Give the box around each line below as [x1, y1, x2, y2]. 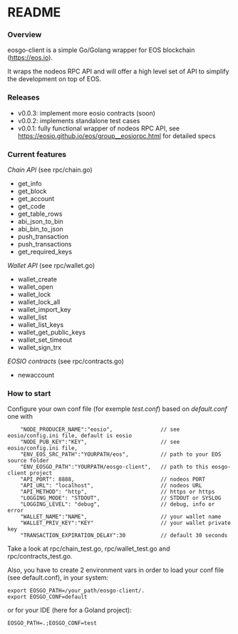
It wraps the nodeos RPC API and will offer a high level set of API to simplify [7, 67, 229, 76]
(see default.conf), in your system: [7, 573, 109, 582]
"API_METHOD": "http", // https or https [20, 489, 215, 496]
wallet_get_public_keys [17, 328, 86, 337]
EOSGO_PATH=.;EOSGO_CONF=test [7, 620, 98, 627]
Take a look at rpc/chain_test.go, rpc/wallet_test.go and [7, 544, 170, 553]
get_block [17, 187, 48, 196]
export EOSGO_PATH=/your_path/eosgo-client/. [7, 587, 145, 595]
